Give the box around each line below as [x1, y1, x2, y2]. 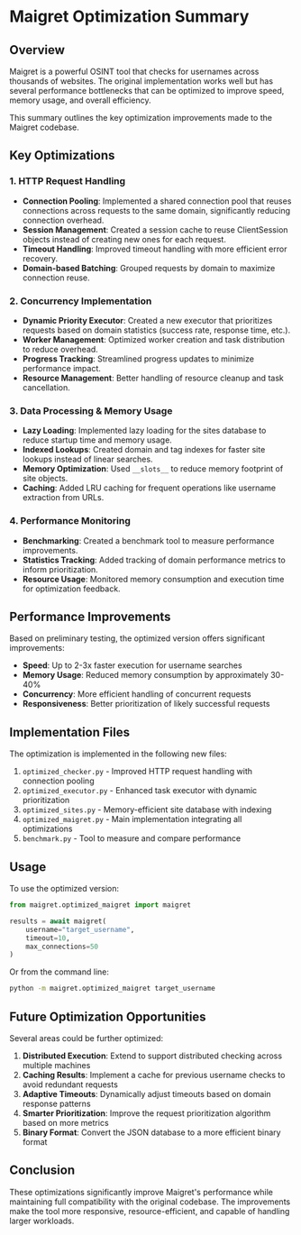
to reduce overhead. [22, 343, 99, 354]
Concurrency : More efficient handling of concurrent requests [22, 689, 251, 700]
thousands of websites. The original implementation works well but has [9, 76, 273, 87]
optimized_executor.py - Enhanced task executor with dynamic [22, 785, 258, 796]
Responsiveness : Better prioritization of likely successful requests [22, 699, 270, 709]
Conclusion [9, 1163, 76, 1178]
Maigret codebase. [9, 122, 79, 133]
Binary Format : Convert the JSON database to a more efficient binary [22, 1127, 281, 1138]
